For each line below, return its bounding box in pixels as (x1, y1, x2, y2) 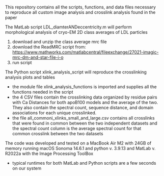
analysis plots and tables (5, 75, 55, 80)
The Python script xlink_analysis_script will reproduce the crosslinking (5, 69, 147, 75)
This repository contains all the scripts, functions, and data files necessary (5, 4, 156, 10)
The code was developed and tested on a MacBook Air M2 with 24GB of (5, 140, 152, 146)
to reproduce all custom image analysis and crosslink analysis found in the (5, 9, 156, 15)
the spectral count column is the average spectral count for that (12, 126, 141, 131)
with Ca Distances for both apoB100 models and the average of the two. (12, 100, 158, 105)
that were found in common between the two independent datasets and (12, 120, 158, 126)
